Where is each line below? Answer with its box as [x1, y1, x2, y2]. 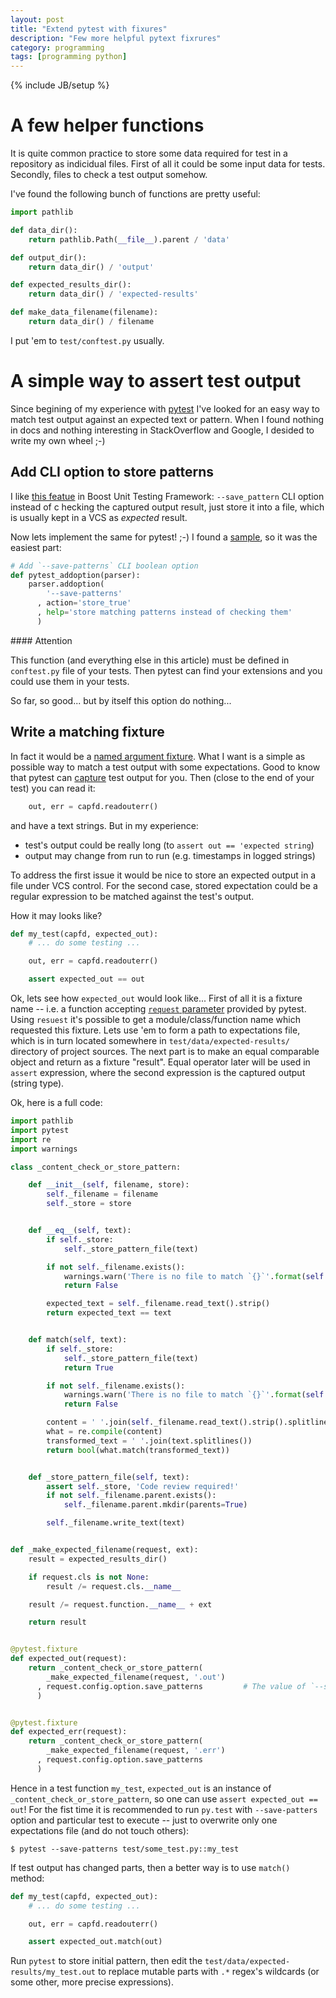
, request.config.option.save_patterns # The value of [36, 1681, 307, 1691]
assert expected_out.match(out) [28, 1937, 163, 1947]
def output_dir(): [10, 252, 87, 263]
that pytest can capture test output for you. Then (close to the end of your [10, 771, 315, 783]
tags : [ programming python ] [10, 52, 128, 62]
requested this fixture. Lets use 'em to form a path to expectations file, [10, 1024, 301, 1036]
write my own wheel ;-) [10, 434, 106, 446]
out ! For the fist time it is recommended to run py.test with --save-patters [10, 1803, 318, 1815]
